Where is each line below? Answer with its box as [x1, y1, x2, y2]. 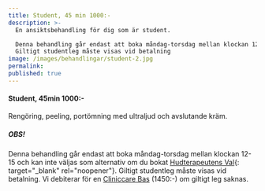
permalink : [8, 62, 44, 71]
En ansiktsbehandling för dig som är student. [15, 26, 171, 34]
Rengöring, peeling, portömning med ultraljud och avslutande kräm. [8, 111, 228, 120]
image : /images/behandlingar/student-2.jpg [8, 55, 154, 63]
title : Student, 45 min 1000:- [8, 11, 111, 20]
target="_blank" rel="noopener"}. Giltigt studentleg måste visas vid [8, 166, 227, 175]
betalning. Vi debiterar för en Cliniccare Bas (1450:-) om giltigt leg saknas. [8, 174, 248, 183]
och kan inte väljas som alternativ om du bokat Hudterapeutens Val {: [17, 157, 240, 167]
